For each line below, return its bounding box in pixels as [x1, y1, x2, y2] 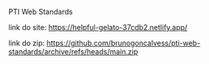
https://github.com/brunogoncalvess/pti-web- [46, 38, 201, 48]
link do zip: [8, 38, 45, 48]
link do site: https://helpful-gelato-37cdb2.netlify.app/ [8, 23, 188, 32]
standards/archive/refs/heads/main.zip [8, 47, 139, 56]
